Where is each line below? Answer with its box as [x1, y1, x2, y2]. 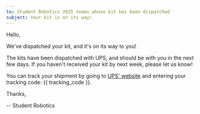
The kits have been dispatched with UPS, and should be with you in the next [6, 54, 194, 61]
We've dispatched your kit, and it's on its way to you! [6, 43, 137, 50]
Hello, [6, 31, 21, 38]
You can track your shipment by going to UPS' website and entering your [6, 72, 186, 79]
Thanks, [6, 90, 26, 97]
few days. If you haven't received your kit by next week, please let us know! [6, 61, 193, 68]
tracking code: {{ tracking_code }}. [6, 79, 92, 86]
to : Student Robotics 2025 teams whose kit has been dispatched [6, 8, 170, 15]
